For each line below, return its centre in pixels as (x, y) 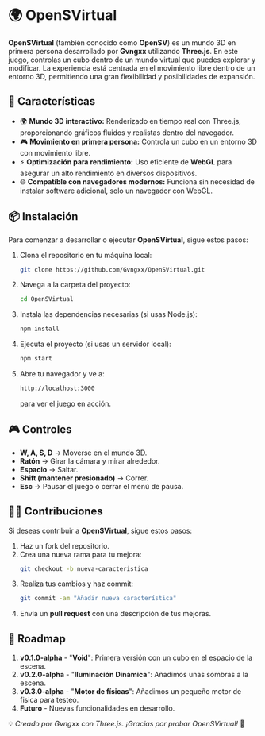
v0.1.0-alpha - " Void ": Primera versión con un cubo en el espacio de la (136, 658)
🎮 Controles (40, 430)
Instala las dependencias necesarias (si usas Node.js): (108, 314)
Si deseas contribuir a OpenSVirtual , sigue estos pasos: (100, 530)
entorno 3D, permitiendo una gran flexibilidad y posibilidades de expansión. (132, 76)
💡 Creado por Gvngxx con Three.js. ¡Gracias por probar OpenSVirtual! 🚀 (127, 724)
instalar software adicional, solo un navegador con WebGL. (116, 191)
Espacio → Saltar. (49, 469)
